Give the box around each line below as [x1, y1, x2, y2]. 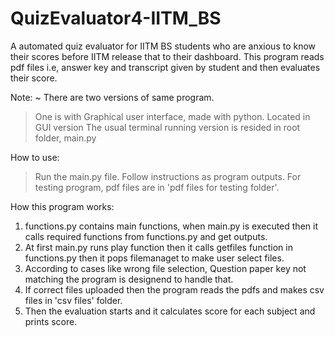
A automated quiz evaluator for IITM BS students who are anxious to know [10, 40, 317, 52]
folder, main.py [34, 132, 97, 144]
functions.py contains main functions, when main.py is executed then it [24, 220, 318, 232]
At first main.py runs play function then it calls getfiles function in [24, 241, 293, 253]
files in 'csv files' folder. [24, 294, 123, 306]
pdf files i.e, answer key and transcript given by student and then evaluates [10, 61, 321, 73]
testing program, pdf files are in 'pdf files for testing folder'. [34, 181, 280, 193]
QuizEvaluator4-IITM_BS [10, 7, 222, 30]
